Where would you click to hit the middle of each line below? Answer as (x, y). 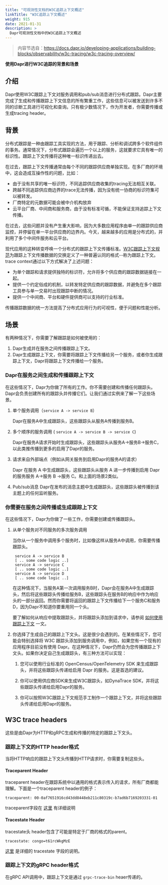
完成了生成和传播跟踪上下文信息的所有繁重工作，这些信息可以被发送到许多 (82, 100)
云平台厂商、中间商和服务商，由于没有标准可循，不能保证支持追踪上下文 (87, 208)
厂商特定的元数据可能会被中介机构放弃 (52, 202)
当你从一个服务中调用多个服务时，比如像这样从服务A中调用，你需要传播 (86, 540)
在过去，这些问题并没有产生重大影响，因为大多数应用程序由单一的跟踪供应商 (84, 226)
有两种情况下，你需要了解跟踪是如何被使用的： (53, 338)
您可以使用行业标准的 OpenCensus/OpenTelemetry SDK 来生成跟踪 (89, 664)
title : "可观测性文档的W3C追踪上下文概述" (45, 10)
